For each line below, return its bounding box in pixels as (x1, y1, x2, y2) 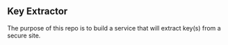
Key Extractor (7, 6, 68, 17)
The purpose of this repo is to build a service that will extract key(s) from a (7, 24, 221, 32)
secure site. (7, 31, 41, 39)
